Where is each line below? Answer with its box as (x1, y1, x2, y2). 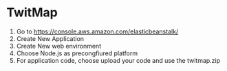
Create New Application (16, 34, 84, 42)
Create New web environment (16, 42, 101, 50)
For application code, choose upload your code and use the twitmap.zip (16, 56, 221, 64)
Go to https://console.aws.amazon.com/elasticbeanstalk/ (16, 27, 179, 35)
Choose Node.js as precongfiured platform (16, 49, 138, 57)
